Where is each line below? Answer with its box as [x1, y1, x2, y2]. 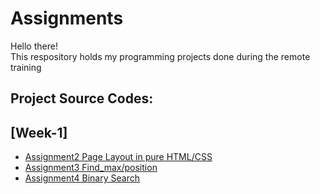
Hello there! [10, 40, 58, 52]
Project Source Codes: [10, 90, 154, 107]
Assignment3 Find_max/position [24, 162, 158, 174]
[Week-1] [10, 124, 68, 141]
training [10, 61, 42, 73]
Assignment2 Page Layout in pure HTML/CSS [24, 151, 213, 163]
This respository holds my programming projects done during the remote [10, 50, 311, 62]
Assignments [10, 7, 124, 30]
